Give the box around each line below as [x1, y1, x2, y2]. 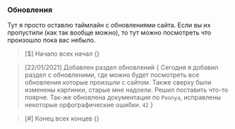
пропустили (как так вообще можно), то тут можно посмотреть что [7, 28, 212, 37]
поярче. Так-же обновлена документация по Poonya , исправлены [24, 93, 221, 102]
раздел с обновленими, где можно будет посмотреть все [24, 70, 200, 79]
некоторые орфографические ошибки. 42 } [24, 101, 154, 109]
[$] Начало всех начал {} [24, 49, 100, 58]
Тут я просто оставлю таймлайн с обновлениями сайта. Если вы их [7, 21, 211, 30]
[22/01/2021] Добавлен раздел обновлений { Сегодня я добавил [24, 63, 219, 72]
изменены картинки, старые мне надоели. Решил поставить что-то [24, 86, 229, 94]
